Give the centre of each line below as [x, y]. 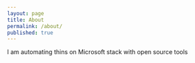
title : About [26, 20]
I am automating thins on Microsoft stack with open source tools [97, 52]
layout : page [26, 13]
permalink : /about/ [35, 26]
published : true [30, 33]
